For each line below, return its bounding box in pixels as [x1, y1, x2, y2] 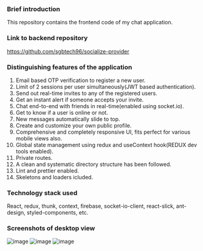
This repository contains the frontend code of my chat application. [7, 19, 173, 26]
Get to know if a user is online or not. [15, 109, 108, 116]
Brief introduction [7, 5, 60, 13]
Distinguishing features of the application [7, 63, 132, 71]
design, [7, 209, 26, 216]
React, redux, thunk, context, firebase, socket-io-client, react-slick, [7, 202, 175, 210]
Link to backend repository [7, 34, 88, 43]
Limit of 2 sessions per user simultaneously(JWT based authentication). [15, 83, 196, 90]
